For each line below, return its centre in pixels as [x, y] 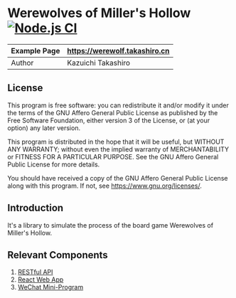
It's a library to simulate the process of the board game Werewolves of [111, 225]
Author [22, 63]
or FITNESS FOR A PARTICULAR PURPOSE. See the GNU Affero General [113, 156]
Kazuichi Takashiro [98, 63]
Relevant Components [58, 255]
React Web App [41, 280]
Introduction [36, 208]
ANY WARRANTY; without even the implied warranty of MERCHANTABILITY [118, 149]
